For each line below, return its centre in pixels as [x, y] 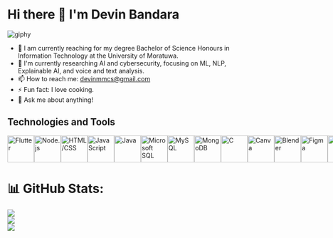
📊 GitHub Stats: [56, 188]
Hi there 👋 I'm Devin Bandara [94, 15]
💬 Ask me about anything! [55, 100]
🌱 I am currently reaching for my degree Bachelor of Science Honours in [123, 48]
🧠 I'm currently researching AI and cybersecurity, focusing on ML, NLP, [122, 63]
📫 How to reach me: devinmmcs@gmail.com [84, 78]
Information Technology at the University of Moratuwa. [98, 56]
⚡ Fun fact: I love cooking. [56, 89]
